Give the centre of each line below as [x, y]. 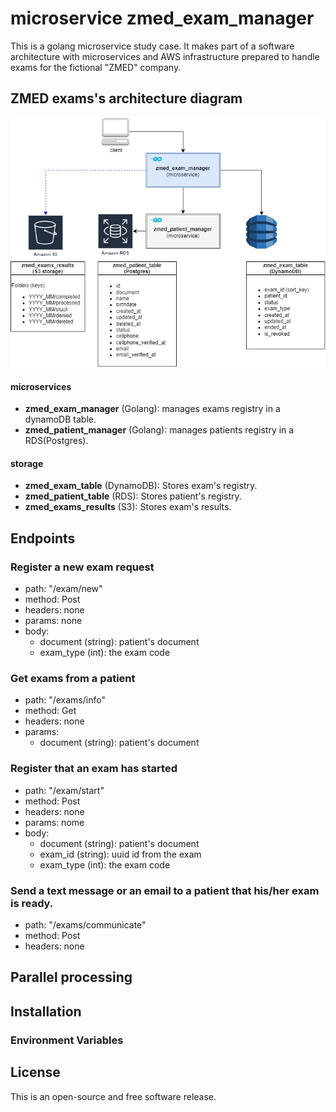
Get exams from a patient [73, 679]
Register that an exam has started [94, 769]
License [35, 1072]
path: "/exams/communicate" [85, 925]
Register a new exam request [82, 567]
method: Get [50, 711]
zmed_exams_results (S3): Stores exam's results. [128, 507]
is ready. [32, 903]
